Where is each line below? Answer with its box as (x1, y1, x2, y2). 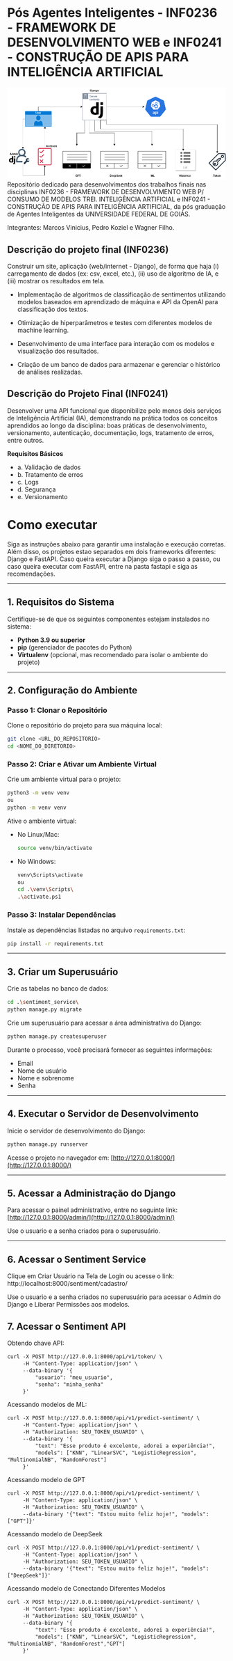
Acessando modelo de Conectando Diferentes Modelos (7, 1584, 166, 1592)
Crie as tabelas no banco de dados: (7, 984, 109, 993)
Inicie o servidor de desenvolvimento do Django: (7, 1126, 146, 1135)
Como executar (7, 517, 98, 533)
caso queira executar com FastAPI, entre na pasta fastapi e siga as (7, 562, 198, 570)
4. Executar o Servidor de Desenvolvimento (7, 1108, 199, 1120)
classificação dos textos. (17, 305, 89, 313)
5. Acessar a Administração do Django (7, 1187, 176, 1199)
